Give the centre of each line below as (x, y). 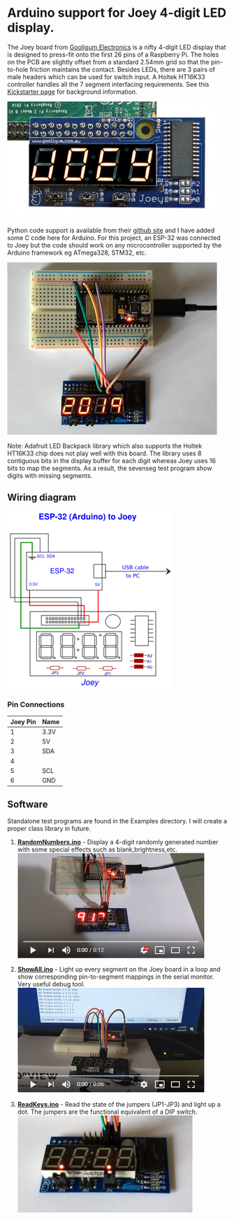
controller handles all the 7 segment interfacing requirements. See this (108, 84)
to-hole (18, 69)
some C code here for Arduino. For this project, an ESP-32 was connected (114, 237)
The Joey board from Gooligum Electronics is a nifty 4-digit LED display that (117, 47)
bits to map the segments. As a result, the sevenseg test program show (110, 468)
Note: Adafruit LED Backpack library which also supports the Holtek (105, 446)
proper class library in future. (49, 829)
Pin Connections (36, 704)
